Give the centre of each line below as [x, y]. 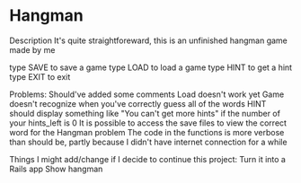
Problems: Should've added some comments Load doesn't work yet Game [147, 94]
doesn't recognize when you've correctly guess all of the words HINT [138, 103]
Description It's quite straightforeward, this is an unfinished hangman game [148, 40]
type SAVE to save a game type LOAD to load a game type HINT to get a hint [151, 67]
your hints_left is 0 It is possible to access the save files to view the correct [148, 123]
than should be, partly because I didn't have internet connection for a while [148, 142]
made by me [32, 49]
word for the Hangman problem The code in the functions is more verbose [147, 132]
